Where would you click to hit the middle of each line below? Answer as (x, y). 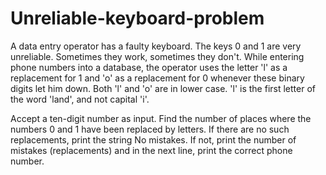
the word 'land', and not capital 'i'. (80, 99)
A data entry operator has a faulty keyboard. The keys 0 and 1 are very (156, 46)
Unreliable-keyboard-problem (137, 18)
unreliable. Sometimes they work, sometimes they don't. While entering (157, 56)
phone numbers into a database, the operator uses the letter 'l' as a (149, 67)
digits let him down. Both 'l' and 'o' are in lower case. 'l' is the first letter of (163, 88)
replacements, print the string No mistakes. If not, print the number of (153, 139)
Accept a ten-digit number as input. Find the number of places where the (161, 118)
